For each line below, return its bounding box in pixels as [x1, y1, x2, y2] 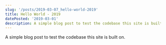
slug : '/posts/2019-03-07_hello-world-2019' [5, 7, 98, 12]
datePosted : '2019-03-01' [5, 16, 58, 21]
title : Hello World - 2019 [5, 12, 61, 17]
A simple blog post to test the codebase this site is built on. [5, 34, 125, 40]
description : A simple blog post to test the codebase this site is [5, 21, 149, 26]
